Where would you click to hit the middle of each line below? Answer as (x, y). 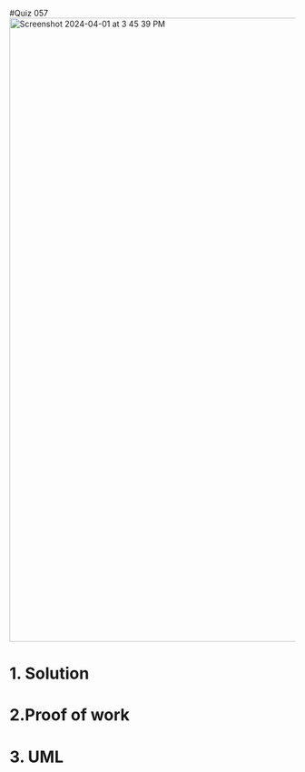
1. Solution (49, 673)
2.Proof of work (69, 715)
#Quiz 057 (29, 13)
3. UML (37, 757)
